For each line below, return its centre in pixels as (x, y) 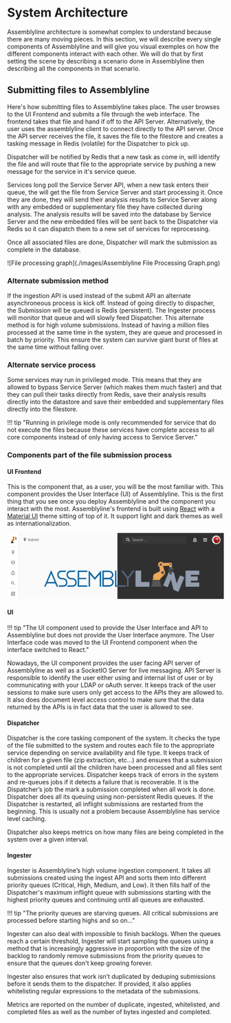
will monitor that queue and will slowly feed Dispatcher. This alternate (106, 318)
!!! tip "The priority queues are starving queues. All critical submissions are (113, 913)
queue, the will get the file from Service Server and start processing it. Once (115, 192)
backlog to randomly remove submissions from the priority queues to (105, 956)
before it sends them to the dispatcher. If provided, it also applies (99, 984)
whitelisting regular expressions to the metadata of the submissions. (104, 991)
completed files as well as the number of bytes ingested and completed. (109, 1012)
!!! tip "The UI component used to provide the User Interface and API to (108, 628)
